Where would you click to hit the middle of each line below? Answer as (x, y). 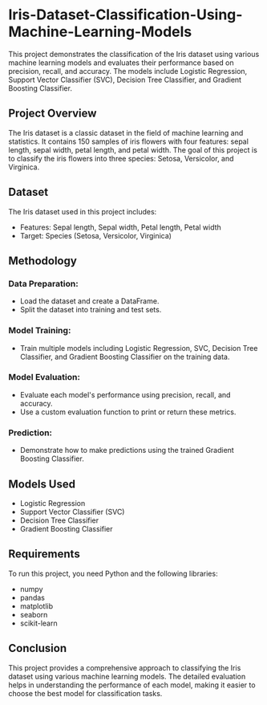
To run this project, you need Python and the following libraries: (113, 573)
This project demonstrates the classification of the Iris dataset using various (134, 54)
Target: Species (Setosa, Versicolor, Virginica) (96, 235)
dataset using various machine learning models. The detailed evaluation (127, 676)
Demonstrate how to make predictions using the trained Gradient (127, 450)
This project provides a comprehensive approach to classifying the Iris (125, 667)
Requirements (44, 554)
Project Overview (53, 114)
